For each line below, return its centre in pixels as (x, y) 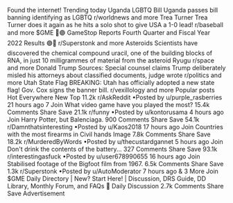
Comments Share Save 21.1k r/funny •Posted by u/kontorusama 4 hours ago (115, 112)
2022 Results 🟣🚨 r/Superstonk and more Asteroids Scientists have (103, 43)
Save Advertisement (36, 193)
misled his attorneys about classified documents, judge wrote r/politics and (114, 75)
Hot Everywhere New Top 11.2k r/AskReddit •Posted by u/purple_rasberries (115, 97)
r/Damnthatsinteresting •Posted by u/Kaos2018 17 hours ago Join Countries (115, 127)
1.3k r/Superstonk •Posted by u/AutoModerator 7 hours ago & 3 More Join (113, 171)
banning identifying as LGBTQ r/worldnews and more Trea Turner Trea (107, 17)
